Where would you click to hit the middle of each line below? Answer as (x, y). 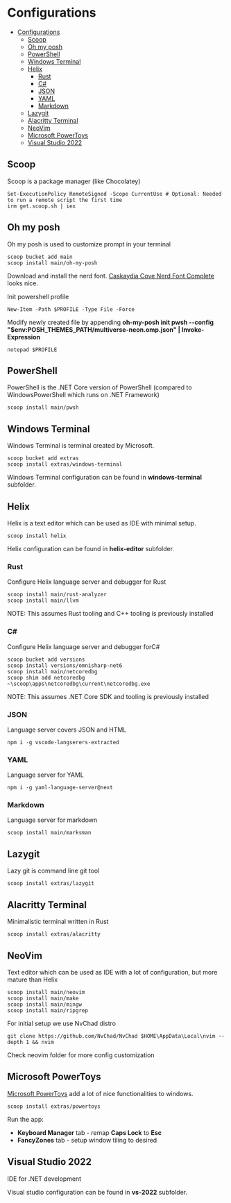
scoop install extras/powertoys (54, 1106)
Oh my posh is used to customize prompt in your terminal (89, 244)
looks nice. (23, 283)
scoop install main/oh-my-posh (52, 263)
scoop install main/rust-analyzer (57, 595)
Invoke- (193, 329)
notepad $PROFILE (32, 350)
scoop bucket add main (40, 257)
